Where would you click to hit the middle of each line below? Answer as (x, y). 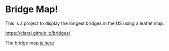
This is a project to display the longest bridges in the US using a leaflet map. (85, 23)
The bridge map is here (30, 43)
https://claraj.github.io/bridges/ (38, 33)
